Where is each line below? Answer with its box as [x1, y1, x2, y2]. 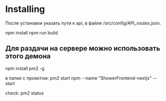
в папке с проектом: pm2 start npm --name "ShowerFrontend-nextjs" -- [5, 75, 157, 81]
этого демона [5, 52, 51, 60]
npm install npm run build [5, 29, 58, 35]
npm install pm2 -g [5, 65, 44, 71]
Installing [5, 3, 45, 15]
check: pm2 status [5, 90, 44, 96]
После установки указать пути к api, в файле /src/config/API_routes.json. [5, 20, 161, 26]
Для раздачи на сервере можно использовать [5, 44, 160, 53]
